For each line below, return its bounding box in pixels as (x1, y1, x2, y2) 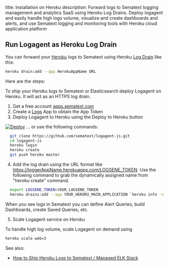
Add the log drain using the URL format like (12, 161, 103, 167)
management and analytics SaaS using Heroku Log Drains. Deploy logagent (5, 10, 163, 16)
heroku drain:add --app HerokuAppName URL (5, 69, 96, 74)
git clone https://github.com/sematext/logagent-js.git (10, 134, 130, 139)
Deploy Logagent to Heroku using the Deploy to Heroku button (12, 114, 143, 120)
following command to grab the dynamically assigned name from (12, 172, 148, 179)
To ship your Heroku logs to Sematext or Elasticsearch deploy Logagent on (5, 88, 161, 94)
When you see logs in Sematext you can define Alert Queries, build (5, 201, 145, 207)
